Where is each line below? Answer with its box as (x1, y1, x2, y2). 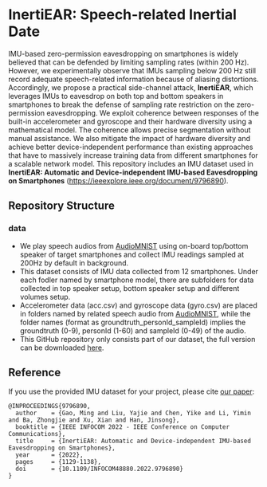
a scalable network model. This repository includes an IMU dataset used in (8, 159, 253, 168)
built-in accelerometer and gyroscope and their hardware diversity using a (8, 116, 253, 126)
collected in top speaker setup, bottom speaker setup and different (19, 283, 240, 293)
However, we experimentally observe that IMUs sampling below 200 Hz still (8, 65, 257, 75)
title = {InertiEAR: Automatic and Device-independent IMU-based (15, 437, 251, 446)
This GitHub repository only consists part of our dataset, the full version (19, 334, 256, 344)
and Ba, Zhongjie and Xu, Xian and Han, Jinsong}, (8, 416, 180, 424)
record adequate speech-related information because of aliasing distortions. (8, 74, 259, 84)
